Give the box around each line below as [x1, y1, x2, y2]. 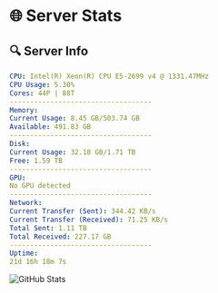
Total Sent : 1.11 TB [9, 223, 88, 232]
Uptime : [9, 249, 39, 259]
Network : [9, 199, 43, 208]
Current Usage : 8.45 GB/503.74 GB [9, 114, 141, 123]
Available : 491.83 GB [9, 122, 92, 132]
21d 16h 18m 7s [9, 258, 67, 267]
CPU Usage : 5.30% [9, 80, 75, 89]
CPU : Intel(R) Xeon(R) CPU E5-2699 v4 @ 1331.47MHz [9, 72, 209, 81]
